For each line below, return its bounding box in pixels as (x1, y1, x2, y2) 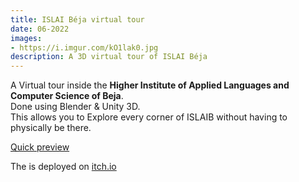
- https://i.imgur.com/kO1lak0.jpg (10, 42, 159, 53)
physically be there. (10, 122, 92, 134)
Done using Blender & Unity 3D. (10, 101, 141, 113)
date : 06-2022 (10, 24, 70, 34)
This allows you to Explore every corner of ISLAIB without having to (10, 111, 288, 123)
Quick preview (10, 141, 70, 153)
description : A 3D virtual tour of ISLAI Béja (10, 52, 208, 62)
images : (10, 33, 43, 43)
